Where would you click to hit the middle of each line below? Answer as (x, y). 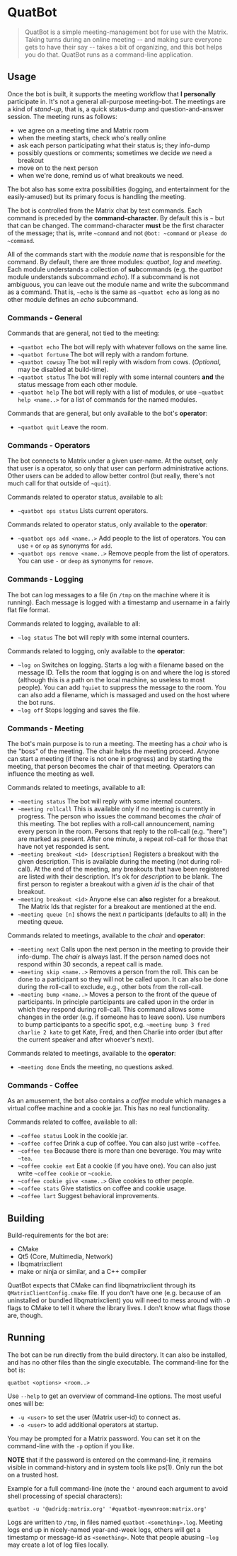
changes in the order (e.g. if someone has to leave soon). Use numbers (121, 1017)
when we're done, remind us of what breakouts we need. (100, 175)
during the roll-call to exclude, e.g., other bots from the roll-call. (110, 986)
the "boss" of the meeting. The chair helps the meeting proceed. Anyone (113, 751)
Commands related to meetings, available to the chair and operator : (106, 935)
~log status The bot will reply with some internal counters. (103, 637)
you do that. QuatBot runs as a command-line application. (109, 55)
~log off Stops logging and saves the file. (79, 710)
